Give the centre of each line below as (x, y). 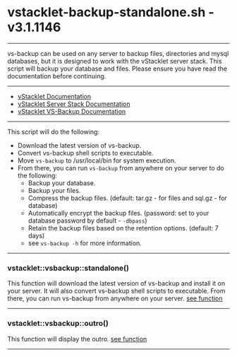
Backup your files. (54, 190)
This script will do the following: (54, 131)
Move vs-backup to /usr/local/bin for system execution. (97, 160)
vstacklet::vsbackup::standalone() (68, 268)
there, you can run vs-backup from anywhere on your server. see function (115, 298)
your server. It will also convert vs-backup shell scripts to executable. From (116, 291)
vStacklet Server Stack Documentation (74, 104)
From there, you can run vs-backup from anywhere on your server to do (121, 168)
